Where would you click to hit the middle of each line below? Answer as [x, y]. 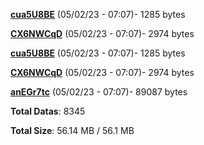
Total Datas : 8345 [48, 111]
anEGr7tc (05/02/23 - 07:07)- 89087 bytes [99, 92]
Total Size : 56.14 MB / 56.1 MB [72, 130]
